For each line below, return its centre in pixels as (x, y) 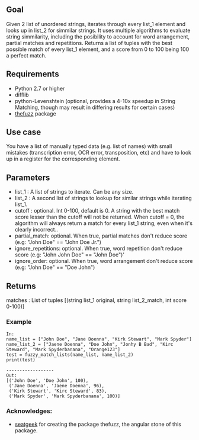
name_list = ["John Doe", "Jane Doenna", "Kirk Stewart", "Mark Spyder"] (99, 339)
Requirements (33, 74)
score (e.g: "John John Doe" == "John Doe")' (70, 255)
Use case (24, 132)
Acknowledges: (29, 411)
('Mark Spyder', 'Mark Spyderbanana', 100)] (64, 396)
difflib (22, 95)
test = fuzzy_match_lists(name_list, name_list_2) (70, 355)
